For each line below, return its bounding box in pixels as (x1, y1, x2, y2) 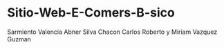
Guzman (7, 35, 31, 43)
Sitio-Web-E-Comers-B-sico (7, 5, 175, 21)
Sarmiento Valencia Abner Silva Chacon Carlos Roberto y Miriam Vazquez (7, 28, 218, 36)
